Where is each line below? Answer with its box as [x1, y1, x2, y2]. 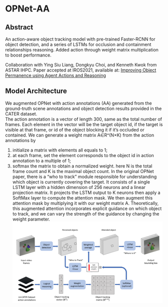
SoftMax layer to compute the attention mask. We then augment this [12, 194, 153, 200]
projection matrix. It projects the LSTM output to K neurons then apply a [12, 189, 161, 195]
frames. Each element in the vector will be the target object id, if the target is [5, 121, 163, 127]
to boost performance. [5, 52, 51, 58]
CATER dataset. [5, 110, 37, 116]
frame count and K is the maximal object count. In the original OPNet [12, 168, 154, 174]
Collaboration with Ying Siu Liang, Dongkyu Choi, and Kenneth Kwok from [5, 62, 157, 67]
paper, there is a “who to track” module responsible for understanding [12, 173, 157, 179]
